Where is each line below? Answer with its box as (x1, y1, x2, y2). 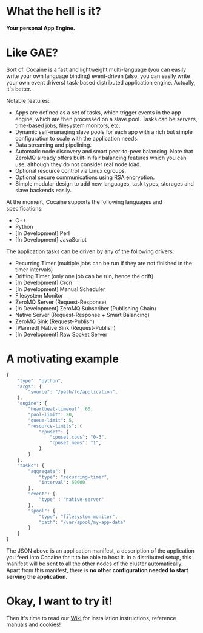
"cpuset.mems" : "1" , (49, 440, 102, 446)
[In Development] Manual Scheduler (15, 285, 105, 293)
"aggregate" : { (28, 468, 67, 474)
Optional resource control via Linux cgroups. (15, 167, 127, 174)
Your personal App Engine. (6, 24, 76, 32)
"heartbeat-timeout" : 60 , (28, 406, 94, 412)
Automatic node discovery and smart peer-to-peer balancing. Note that (15, 147, 194, 155)
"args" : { (17, 383, 42, 390)
